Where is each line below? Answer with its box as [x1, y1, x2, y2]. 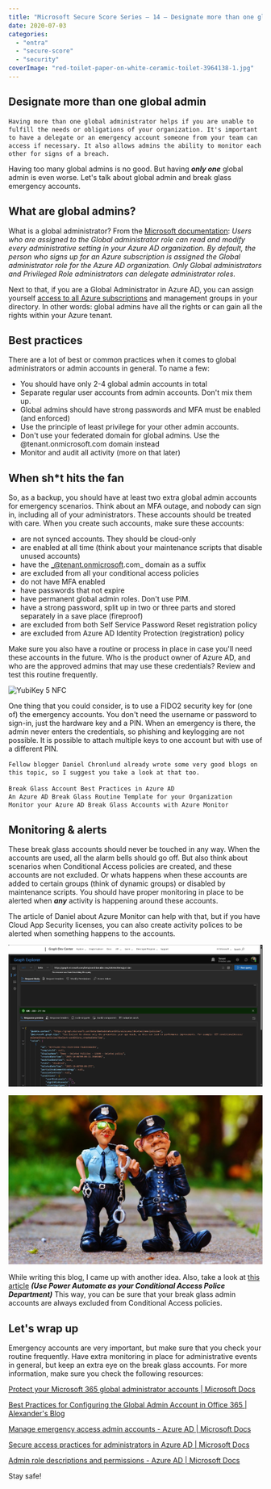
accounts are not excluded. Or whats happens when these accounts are [8, 870, 248, 879]
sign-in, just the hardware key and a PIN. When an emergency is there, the [8, 719, 256, 728]
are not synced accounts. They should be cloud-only [19, 534, 196, 544]
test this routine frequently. [8, 670, 98, 680]
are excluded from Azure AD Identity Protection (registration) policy [19, 628, 244, 638]
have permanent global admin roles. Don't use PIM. [19, 594, 191, 604]
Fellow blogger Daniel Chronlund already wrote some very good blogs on [8, 761, 258, 769]
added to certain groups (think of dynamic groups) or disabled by [8, 879, 226, 888]
